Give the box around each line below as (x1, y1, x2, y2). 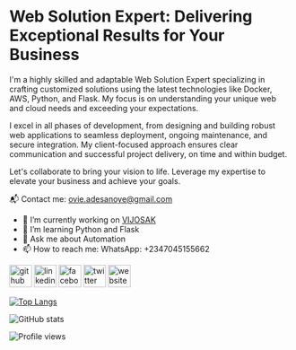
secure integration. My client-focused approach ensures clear (9, 139, 239, 150)
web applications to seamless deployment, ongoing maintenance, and (9, 129, 267, 140)
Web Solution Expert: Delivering (9, 6, 253, 27)
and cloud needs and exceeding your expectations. (9, 102, 199, 113)
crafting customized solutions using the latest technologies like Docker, (9, 83, 273, 94)
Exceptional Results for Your (9, 25, 225, 46)
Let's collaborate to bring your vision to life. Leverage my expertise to (9, 166, 266, 177)
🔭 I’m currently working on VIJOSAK (22, 214, 157, 225)
